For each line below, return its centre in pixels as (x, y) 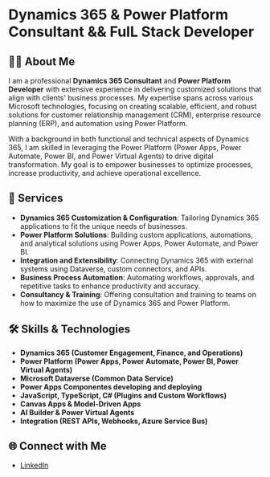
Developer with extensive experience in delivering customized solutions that (135, 89)
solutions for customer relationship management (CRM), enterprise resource (135, 115)
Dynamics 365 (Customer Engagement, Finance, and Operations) (131, 353)
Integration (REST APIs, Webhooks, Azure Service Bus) (114, 421)
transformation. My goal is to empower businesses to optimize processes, (131, 165)
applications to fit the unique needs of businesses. (103, 226)
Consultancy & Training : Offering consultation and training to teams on (138, 294)
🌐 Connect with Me (57, 446)
